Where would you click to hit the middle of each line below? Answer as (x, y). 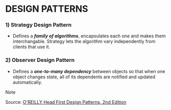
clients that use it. (31, 47)
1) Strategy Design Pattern (39, 25)
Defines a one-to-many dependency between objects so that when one (89, 71)
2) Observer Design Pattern (40, 60)
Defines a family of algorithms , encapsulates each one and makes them (89, 36)
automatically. (27, 82)
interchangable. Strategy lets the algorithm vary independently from (84, 41)
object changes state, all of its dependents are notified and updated (84, 77)
